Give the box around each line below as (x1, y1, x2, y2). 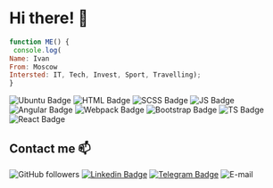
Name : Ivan (9, 53, 50, 63)
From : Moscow (9, 62, 58, 71)
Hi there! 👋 (9, 8, 89, 29)
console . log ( (12, 45, 62, 54)
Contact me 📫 (9, 141, 91, 156)
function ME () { (9, 37, 70, 46)
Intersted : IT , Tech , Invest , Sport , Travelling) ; (9, 70, 202, 79)
